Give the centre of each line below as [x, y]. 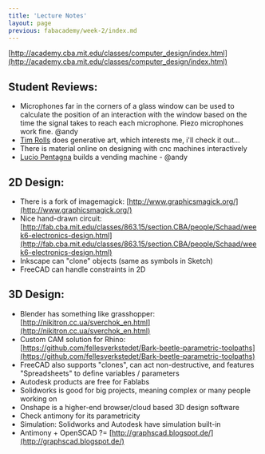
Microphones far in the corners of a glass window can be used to [127, 106]
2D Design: [36, 182]
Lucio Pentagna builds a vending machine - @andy [104, 157]
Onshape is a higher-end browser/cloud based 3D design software [129, 407]
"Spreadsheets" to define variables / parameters [99, 373]
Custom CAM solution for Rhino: [73, 339]
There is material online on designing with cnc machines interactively [133, 149]
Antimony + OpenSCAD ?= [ [66, 432]
